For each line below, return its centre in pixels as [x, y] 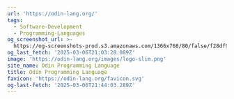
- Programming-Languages [49, 33]
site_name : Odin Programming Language [63, 66]
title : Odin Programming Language [57, 72]
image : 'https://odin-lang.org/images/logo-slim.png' [87, 59]
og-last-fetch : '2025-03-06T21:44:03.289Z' [71, 85]
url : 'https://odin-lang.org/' [53, 14]
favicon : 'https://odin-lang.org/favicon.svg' [76, 78]
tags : [15, 20]
